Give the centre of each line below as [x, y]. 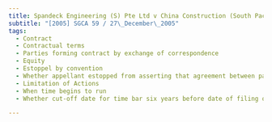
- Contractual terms [50, 46]
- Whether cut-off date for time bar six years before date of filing [137, 99]
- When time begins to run [61, 91]
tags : [17, 31]
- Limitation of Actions [57, 83]
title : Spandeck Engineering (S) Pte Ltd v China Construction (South [130, 16]
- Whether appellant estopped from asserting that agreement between [135, 76]
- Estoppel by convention [59, 69]
